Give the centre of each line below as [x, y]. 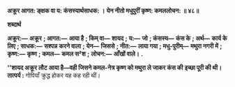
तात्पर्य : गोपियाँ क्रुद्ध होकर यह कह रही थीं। [54, 75]
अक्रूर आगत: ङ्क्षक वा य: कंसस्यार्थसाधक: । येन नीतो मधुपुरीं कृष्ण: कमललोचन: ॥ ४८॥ [103, 11]
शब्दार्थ [14, 25]
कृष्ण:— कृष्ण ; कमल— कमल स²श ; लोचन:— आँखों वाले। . [75, 54]
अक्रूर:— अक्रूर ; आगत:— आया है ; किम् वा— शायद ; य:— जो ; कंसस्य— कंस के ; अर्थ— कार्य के [117, 38]
